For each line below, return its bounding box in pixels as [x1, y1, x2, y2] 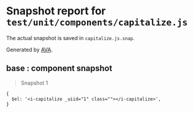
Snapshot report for [6, 4, 106, 18]
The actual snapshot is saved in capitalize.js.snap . [6, 34, 135, 41]
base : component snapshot [6, 63, 113, 74]
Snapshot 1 [20, 79, 48, 86]
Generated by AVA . [6, 46, 53, 53]
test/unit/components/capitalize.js [6, 17, 188, 28]
